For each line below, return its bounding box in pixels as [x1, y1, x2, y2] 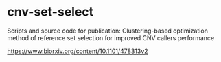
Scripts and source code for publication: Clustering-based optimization [7, 27, 208, 35]
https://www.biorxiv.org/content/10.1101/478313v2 [7, 47, 149, 55]
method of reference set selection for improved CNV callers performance [7, 33, 215, 42]
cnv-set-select [7, 4, 94, 20]
